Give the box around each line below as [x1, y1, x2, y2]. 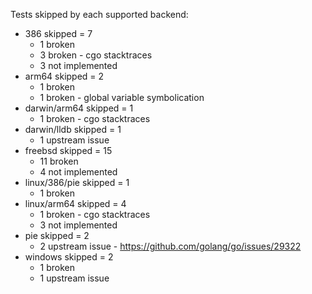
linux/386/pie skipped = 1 [24, 177, 130, 188]
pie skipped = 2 [24, 230, 90, 241]
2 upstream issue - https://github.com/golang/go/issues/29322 [39, 240, 302, 252]
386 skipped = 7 [24, 28, 93, 39]
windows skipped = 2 [24, 251, 114, 263]
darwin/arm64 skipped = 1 [24, 102, 134, 114]
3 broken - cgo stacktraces [39, 49, 153, 61]
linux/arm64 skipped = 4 [24, 198, 127, 209]
